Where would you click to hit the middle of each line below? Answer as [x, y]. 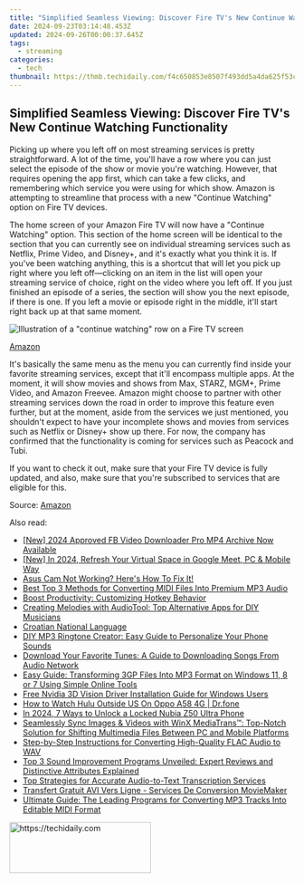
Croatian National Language [75, 627]
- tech [30, 69]
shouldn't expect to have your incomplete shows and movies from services [149, 421]
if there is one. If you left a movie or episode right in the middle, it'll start [143, 302]
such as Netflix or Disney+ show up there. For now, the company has [138, 431]
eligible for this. [38, 487]
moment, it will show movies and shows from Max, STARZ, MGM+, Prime [145, 383]
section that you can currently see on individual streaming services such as [150, 244]
